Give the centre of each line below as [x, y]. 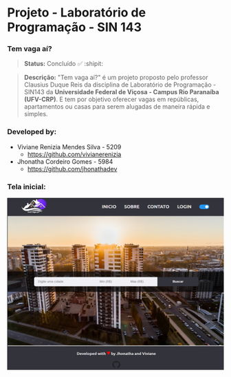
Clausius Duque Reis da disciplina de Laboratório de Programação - [120, 85]
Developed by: [32, 132]
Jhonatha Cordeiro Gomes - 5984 [65, 161]
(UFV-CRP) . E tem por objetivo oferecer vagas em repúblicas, [111, 99]
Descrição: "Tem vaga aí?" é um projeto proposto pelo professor [116, 78]
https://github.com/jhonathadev [72, 169]
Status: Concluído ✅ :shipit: [63, 64]
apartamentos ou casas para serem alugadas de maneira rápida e [117, 107]
